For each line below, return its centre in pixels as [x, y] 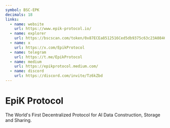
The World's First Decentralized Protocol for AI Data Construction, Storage [83, 115]
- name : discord [27, 71]
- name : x [20, 43]
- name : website [27, 24]
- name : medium [26, 62]
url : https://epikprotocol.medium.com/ [56, 66]
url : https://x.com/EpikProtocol [50, 48]
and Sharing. [18, 120]
